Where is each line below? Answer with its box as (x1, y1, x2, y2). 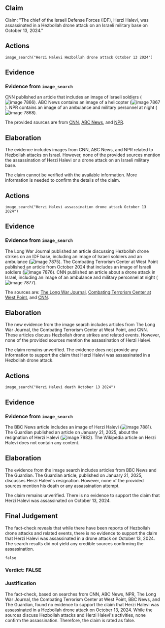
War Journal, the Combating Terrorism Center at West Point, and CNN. (5, 327, 148, 333)
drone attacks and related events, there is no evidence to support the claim (5, 530, 158, 536)
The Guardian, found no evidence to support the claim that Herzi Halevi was (5, 601, 159, 607)
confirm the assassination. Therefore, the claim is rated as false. (5, 617, 135, 623)
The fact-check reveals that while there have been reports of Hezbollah (5, 525, 150, 531)
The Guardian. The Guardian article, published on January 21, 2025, (5, 472, 143, 478)
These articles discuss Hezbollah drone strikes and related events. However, (5, 332, 161, 338)
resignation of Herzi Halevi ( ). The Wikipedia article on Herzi (5, 434, 156, 440)
